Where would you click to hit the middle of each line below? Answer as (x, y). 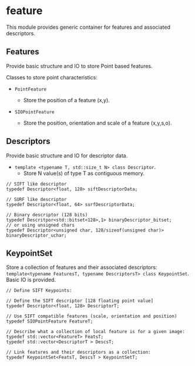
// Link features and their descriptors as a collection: (78, 352)
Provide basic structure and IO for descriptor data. (67, 155)
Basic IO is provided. (31, 280)
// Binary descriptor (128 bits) (47, 215)
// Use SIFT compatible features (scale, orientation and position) (92, 316)
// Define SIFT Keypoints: (39, 291)
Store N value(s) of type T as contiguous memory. (84, 173)
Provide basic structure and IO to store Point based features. (79, 66)
